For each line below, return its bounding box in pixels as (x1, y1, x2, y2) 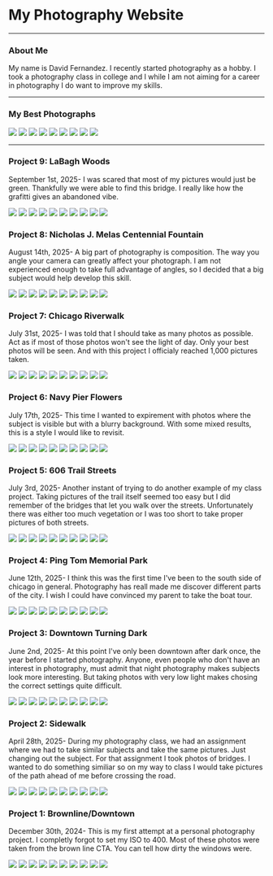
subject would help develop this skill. (8, 273, 132, 283)
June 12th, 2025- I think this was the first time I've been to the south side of (8, 573, 262, 583)
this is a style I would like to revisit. (8, 427, 124, 437)
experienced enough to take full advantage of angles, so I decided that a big (8, 264, 264, 274)
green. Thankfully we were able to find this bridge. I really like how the (8, 183, 244, 193)
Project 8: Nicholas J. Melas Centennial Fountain (8, 229, 204, 240)
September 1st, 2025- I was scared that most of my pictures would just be (8, 174, 256, 184)
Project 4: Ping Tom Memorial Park (8, 555, 149, 566)
